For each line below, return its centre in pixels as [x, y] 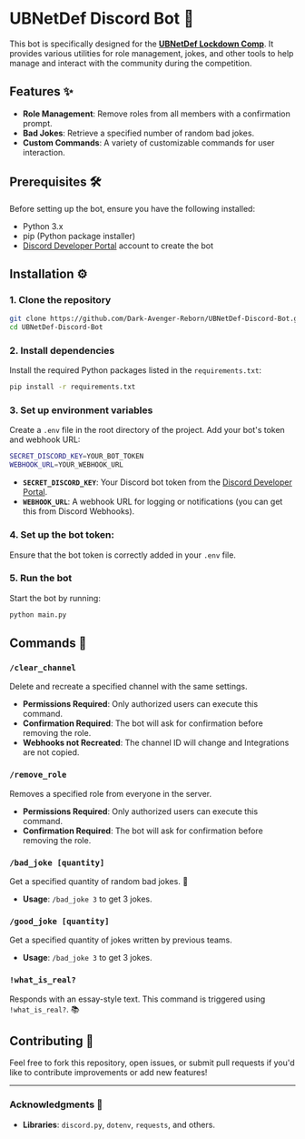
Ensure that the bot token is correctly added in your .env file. [123, 555]
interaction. [44, 152]
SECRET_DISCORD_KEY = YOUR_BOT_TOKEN [77, 457]
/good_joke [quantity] [59, 921]
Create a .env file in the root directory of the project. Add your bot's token [148, 430]
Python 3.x [43, 226]
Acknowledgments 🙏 [56, 1104]
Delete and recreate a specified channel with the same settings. [128, 687]
